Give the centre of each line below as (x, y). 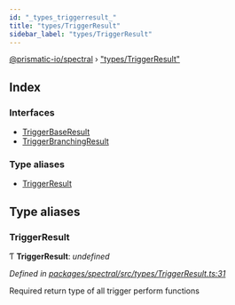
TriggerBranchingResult (65, 141)
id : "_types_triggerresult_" (63, 17)
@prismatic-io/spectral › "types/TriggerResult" (94, 60)
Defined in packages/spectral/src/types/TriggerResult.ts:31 (117, 274)
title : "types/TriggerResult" (65, 26)
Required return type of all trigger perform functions (104, 291)
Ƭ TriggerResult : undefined (59, 257)
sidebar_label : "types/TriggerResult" (81, 34)
